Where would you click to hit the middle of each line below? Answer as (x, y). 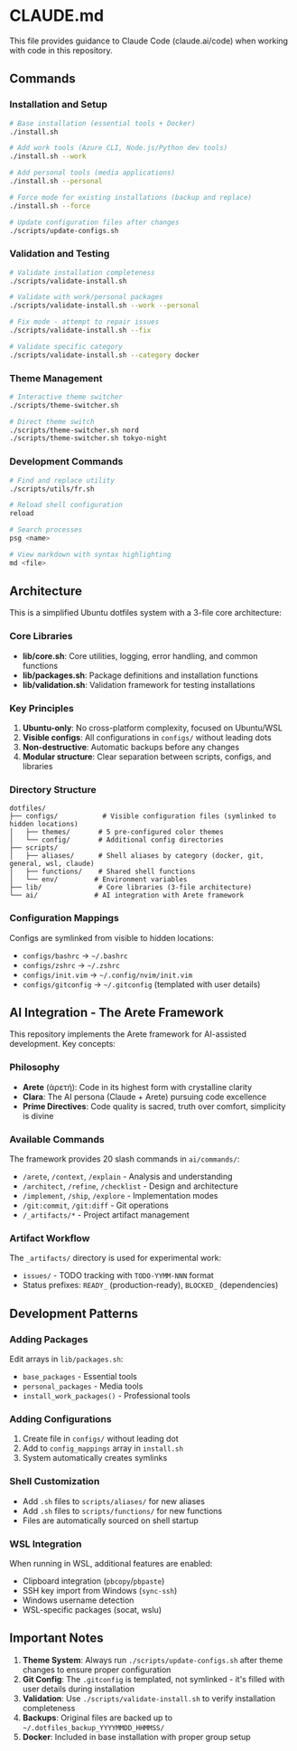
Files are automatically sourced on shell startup (110, 1520)
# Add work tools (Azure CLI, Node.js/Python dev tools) (119, 148)
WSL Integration (46, 1544)
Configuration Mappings (64, 918)
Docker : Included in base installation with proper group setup (136, 1737)
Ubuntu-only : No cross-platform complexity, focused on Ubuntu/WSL (152, 728)
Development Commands (66, 462)
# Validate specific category (66, 346)
